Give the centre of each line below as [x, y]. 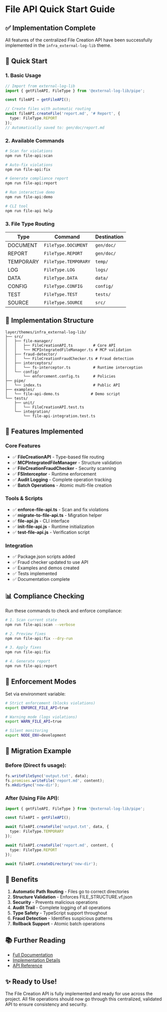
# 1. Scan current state [31, 620]
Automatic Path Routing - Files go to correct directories [71, 891]
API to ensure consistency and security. [46, 1004]
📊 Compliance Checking [45, 596]
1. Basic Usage [23, 76]
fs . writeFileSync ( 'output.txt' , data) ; [47, 776]
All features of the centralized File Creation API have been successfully [79, 40]
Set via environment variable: [35, 694]
